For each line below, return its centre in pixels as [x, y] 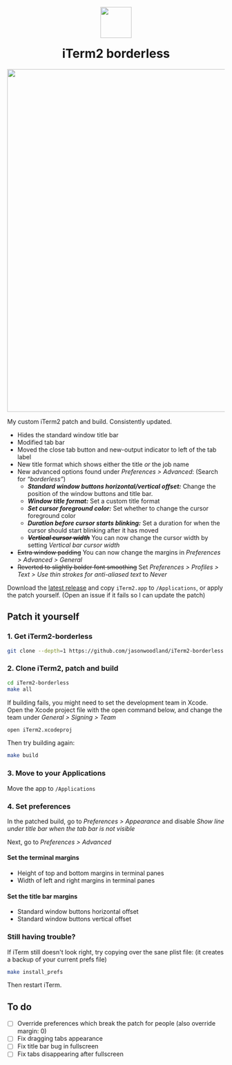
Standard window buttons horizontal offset [78, 912]
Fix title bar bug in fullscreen [58, 1046]
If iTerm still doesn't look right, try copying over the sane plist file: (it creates [116, 952]
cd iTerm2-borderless [38, 683]
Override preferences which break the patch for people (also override [116, 1024]
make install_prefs [35, 972]
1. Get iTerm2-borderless [50, 637]
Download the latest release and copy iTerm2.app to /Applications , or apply [115, 588]
